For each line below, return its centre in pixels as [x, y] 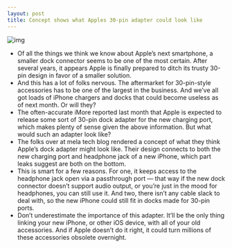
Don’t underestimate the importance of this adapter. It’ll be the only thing [121, 215]
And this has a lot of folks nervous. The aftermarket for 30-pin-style [114, 82]
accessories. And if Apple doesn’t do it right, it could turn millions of [114, 230]
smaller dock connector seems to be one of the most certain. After [112, 60]
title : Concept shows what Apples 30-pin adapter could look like [105, 20]
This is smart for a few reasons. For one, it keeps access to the [107, 171]
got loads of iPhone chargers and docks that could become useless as [118, 97]
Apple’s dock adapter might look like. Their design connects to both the [119, 149]
